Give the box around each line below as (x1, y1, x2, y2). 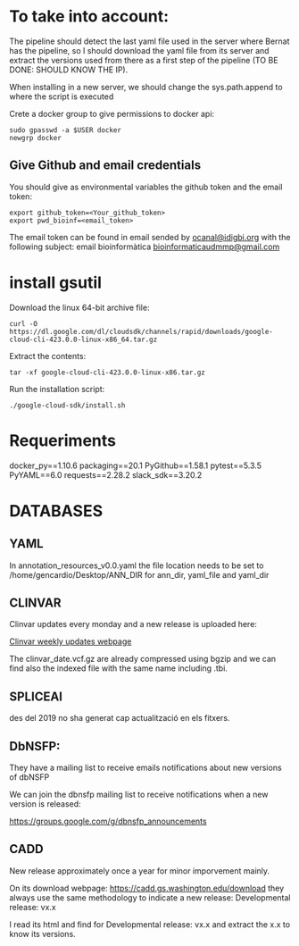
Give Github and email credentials (9, 158, 202, 173)
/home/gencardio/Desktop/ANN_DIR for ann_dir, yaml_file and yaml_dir (9, 569, 270, 580)
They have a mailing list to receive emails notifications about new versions (9, 762, 283, 774)
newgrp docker (9, 133, 62, 142)
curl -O (9, 319, 38, 328)
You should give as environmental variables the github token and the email (9, 181, 283, 192)
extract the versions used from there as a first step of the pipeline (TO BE (9, 54, 278, 65)
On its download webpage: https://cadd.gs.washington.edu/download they (9, 883, 285, 893)
